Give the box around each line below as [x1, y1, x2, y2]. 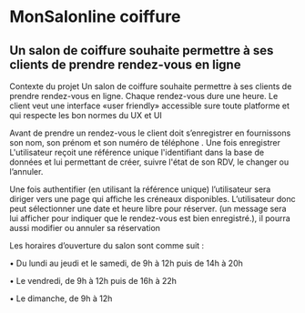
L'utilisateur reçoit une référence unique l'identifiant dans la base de [9, 147, 265, 157]
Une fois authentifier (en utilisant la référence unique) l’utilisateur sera [9, 184, 271, 195]
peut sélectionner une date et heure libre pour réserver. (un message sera [9, 203, 287, 214]
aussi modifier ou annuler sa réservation [9, 223, 161, 233]
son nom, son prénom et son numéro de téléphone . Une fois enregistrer [9, 137, 280, 147]
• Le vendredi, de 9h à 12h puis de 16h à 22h [9, 276, 178, 286]
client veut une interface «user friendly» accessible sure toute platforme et [9, 100, 290, 111]
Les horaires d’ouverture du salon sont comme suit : [9, 240, 205, 251]
